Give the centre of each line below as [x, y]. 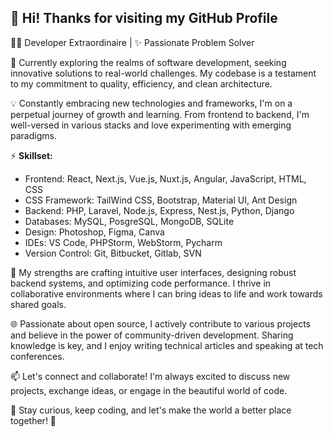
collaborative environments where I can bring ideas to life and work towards [166, 293]
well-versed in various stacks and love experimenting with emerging [151, 125]
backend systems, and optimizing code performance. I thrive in [141, 283]
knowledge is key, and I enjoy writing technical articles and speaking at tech [167, 345]
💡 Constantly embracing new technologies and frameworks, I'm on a [151, 103]
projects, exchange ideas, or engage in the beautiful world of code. [149, 390]
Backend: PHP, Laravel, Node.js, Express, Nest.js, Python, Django [159, 210]
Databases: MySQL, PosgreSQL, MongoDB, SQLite [129, 221]
